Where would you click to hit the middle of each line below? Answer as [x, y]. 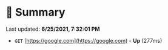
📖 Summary [35, 12]
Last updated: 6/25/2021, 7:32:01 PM [53, 29]
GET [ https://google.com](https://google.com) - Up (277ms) [88, 40]
